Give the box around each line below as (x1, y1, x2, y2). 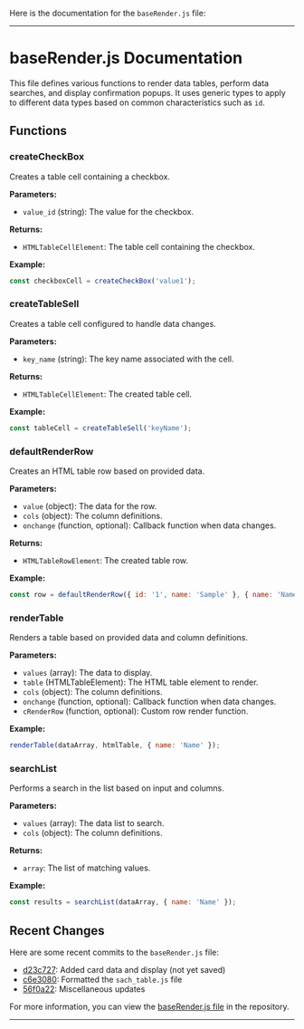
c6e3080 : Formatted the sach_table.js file (22, 974, 183, 985)
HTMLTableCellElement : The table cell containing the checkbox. (22, 241, 256, 252)
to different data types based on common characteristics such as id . (9, 97, 265, 108)
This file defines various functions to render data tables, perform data (9, 77, 270, 89)
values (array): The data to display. (22, 668, 153, 678)
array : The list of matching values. (22, 862, 151, 873)
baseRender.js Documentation (9, 48, 242, 69)
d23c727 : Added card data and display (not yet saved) (22, 965, 226, 975)
